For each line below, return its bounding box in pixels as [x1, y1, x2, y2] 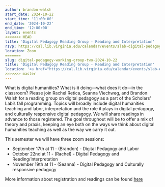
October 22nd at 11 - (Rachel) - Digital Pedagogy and [12, 151, 119, 156]
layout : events [5, 30, 36, 35]
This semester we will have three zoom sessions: [5, 136, 105, 142]
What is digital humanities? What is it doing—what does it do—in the [5, 85, 143, 91]
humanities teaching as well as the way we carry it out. [5, 126, 116, 132]
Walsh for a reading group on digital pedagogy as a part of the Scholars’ [5, 95, 151, 101]
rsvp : [5, 44, 16, 49]
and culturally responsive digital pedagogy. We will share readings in [5, 111, 144, 117]
